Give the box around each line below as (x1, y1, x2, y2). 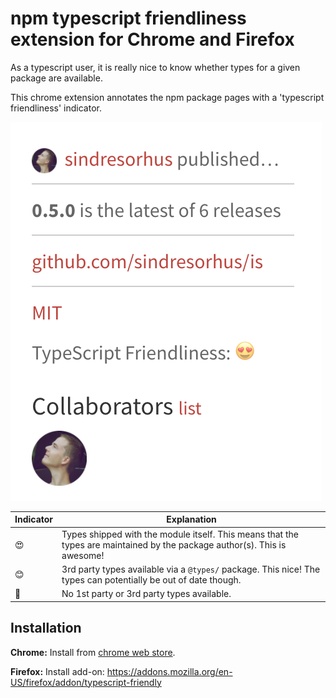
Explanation (166, 513, 217, 526)
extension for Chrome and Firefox (10, 28, 295, 51)
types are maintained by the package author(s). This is (61, 538, 287, 551)
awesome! (61, 549, 105, 561)
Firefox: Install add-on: (10, 665, 105, 677)
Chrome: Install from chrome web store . (10, 646, 176, 658)
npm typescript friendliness (10, 7, 247, 30)
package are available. (10, 72, 103, 84)
